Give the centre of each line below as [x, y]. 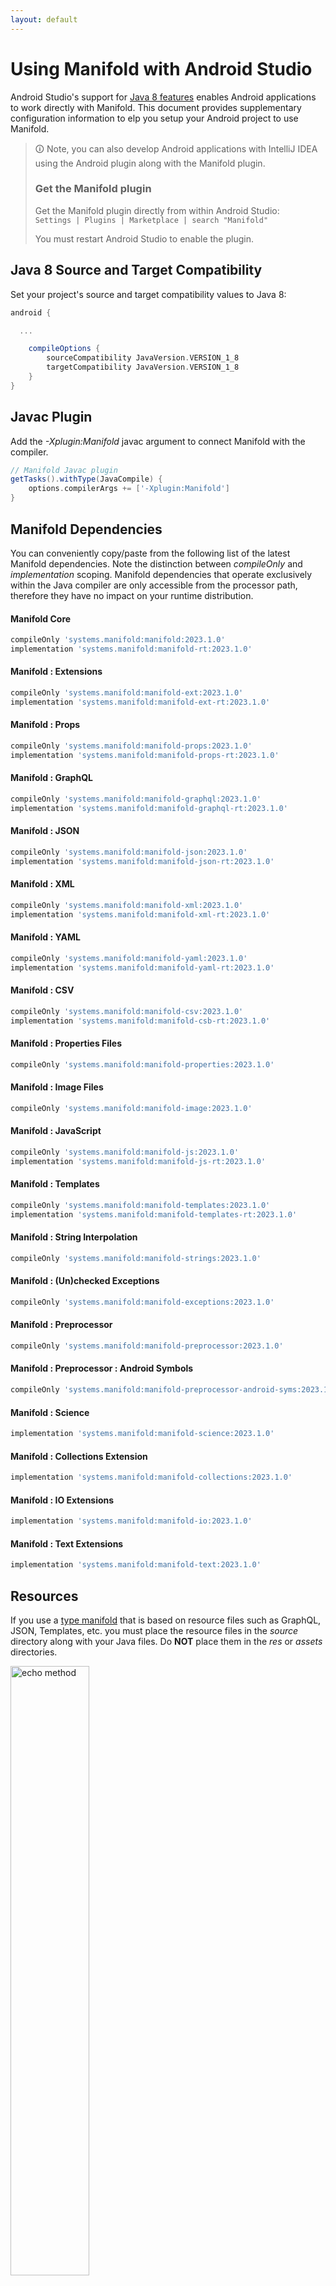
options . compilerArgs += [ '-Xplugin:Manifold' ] [129, 489]
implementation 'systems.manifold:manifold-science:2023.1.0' [142, 1434]
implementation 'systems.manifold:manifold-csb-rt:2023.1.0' [140, 1021]
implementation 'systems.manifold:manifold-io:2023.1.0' [131, 1521]
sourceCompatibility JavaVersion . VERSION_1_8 [143, 358]
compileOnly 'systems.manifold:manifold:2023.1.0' [118, 640]
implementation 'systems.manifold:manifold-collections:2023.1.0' [151, 1477]
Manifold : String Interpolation [74, 1237]
